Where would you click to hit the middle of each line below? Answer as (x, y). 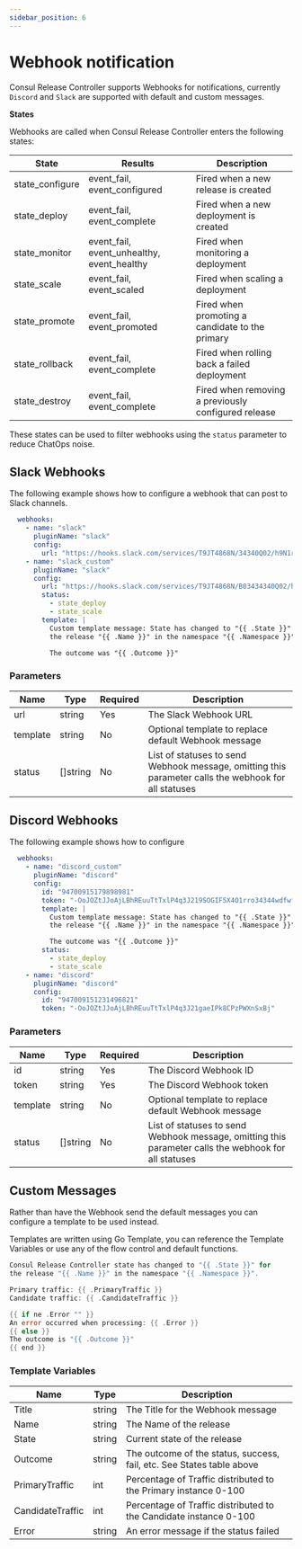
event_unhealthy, (124, 253)
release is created (234, 190)
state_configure (47, 183)
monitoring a (223, 253)
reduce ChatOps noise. (52, 444)
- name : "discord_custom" (74, 867)
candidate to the (231, 326)
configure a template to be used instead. (84, 1222)
